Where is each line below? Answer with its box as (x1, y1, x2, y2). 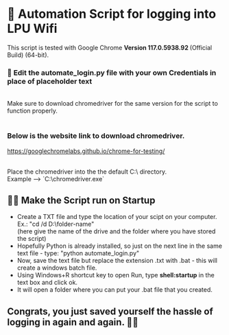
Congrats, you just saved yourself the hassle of (7, 305, 214, 317)
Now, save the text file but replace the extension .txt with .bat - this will (16, 257, 218, 265)
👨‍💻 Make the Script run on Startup (7, 194, 156, 206)
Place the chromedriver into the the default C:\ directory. (7, 167, 167, 176)
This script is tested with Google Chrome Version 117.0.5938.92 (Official (7, 43, 213, 51)
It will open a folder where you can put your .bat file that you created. (16, 286, 213, 294)
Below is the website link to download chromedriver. (7, 131, 185, 141)
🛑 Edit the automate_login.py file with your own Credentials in (7, 68, 217, 78)
